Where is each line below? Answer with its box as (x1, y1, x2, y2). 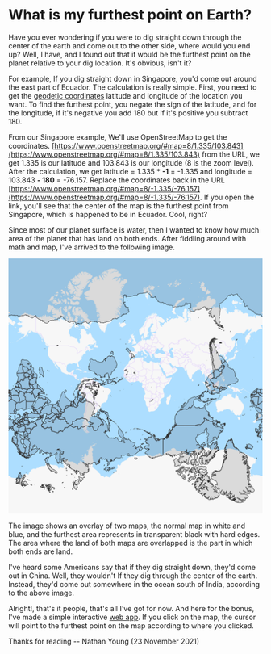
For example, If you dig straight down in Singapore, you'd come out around (8, 73, 257, 83)
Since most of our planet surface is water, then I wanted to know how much (8, 224, 260, 235)
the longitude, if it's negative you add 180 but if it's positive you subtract (8, 107, 248, 118)
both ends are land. (8, 547, 73, 556)
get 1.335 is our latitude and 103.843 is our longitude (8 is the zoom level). (8, 157, 254, 167)
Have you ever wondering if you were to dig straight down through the (8, 32, 242, 42)
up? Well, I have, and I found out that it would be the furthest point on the (8, 49, 252, 59)
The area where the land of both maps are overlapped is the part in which (8, 538, 253, 547)
